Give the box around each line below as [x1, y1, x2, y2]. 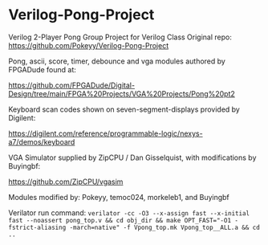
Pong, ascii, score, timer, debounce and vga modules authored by [8, 56, 226, 66]
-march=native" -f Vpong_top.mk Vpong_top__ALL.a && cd [69, 223, 261, 231]
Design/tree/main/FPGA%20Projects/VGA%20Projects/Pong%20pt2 [8, 88, 235, 98]
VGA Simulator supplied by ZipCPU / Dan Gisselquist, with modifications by [8, 153, 257, 162]
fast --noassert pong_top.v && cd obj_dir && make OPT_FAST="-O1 [8, 216, 231, 224]
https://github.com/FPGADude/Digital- [8, 80, 135, 90]
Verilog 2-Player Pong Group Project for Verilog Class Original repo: [8, 32, 233, 42]
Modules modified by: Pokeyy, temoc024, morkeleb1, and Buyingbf [8, 192, 230, 202]
